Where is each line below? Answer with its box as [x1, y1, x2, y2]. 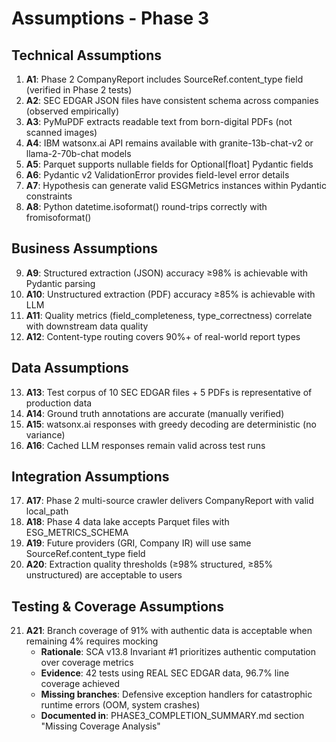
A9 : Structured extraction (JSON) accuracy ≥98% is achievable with [25, 267, 309, 279]
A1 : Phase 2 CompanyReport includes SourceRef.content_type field [25, 73, 304, 85]
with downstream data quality [25, 320, 149, 332]
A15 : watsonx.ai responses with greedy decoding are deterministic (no [25, 418, 317, 430]
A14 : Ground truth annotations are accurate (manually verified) [25, 407, 285, 419]
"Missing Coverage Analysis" [40, 720, 161, 732]
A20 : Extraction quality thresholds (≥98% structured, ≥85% [25, 558, 274, 571]
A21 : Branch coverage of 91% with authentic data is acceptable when [25, 625, 313, 637]
